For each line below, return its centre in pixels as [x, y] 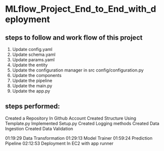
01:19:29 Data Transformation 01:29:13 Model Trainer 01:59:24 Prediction [79, 138]
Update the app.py [31, 91]
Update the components [37, 75]
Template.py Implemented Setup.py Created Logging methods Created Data [82, 123]
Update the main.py [32, 86]
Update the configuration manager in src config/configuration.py [78, 70]
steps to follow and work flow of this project [74, 38]
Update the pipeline [32, 80]
